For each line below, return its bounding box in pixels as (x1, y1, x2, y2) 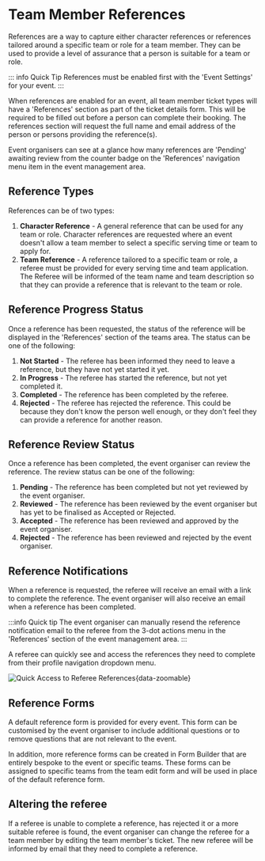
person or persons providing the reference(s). (8, 129, 158, 139)
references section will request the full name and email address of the (8, 121, 236, 131)
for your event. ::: (8, 81, 65, 90)
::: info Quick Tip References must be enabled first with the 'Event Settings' (8, 72, 253, 82)
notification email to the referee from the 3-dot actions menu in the (8, 626, 226, 635)
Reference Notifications (8, 564, 129, 578)
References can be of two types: (8, 206, 115, 215)
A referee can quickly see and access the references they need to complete (8, 650, 256, 659)
